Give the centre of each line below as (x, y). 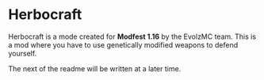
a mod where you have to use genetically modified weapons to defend (123, 44)
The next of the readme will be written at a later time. (95, 68)
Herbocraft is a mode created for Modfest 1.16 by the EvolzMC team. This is (132, 36)
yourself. (23, 53)
